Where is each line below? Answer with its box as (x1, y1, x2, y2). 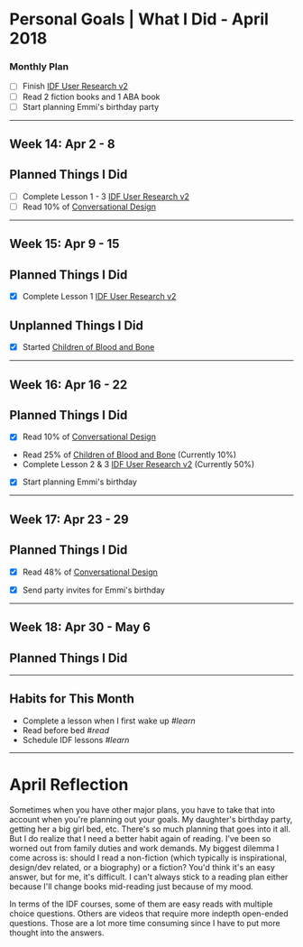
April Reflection (9, 775, 129, 795)
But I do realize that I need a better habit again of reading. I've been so (9, 832, 271, 843)
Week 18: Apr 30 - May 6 (9, 620, 151, 635)
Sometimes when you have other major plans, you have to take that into (9, 804, 275, 815)
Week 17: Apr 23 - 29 (9, 511, 129, 527)
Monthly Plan (9, 60, 69, 73)
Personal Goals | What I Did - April (9, 9, 269, 30)
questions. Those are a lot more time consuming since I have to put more (9, 917, 281, 928)
